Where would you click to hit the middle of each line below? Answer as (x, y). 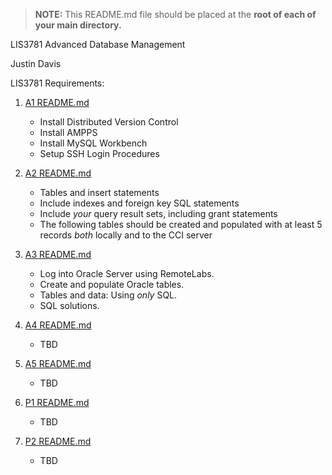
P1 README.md (57, 402)
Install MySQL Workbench (93, 143)
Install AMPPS (68, 132)
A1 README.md (57, 102)
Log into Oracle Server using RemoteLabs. (127, 273)
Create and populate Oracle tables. (112, 284)
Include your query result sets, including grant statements (158, 213)
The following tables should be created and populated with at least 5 (181, 224)
